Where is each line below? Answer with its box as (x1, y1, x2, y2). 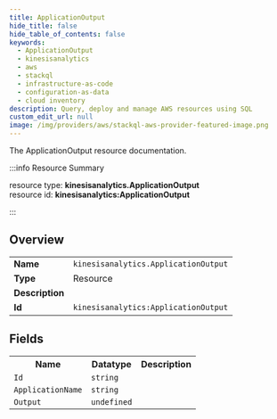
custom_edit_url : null (9, 112, 94, 121)
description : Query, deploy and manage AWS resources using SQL (9, 104, 253, 113)
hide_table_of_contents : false (9, 29, 126, 38)
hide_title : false (9, 21, 77, 30)
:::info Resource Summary (9, 162, 105, 173)
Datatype (91, 357, 132, 370)
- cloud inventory (17, 95, 86, 105)
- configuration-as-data (17, 87, 110, 96)
